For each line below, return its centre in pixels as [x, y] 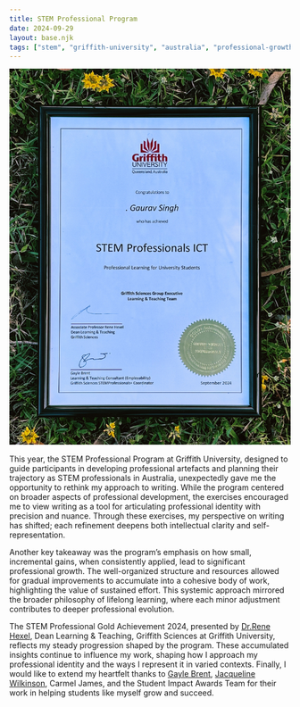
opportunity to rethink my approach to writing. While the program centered [146, 487]
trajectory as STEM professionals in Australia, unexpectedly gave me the [143, 478]
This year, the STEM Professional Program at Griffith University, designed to [149, 459]
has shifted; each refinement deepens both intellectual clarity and [130, 525]
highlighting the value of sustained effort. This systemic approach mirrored [147, 590]
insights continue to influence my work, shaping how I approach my [134, 655]
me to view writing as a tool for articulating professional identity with [135, 506]
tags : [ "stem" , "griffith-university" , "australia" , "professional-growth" [153, 47]
